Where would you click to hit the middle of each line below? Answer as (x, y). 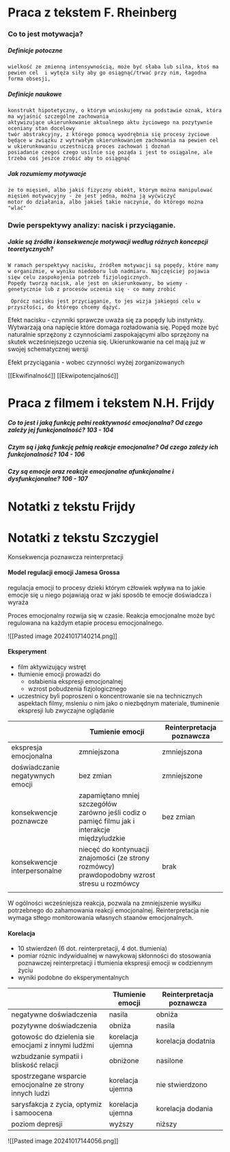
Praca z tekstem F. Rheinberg (92, 13)
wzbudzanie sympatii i (47, 1057)
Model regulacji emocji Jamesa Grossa (64, 572)
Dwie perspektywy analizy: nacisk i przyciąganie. (92, 225)
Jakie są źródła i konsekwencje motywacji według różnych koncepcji (108, 242)
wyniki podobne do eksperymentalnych (73, 977)
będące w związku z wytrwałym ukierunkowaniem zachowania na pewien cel (113, 141)
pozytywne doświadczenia (54, 1026)
